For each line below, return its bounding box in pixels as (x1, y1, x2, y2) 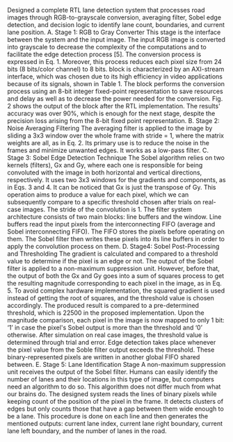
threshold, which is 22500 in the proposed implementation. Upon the (7, 309, 204, 317)
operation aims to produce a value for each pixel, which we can (7, 190, 189, 199)
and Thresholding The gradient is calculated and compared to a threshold (7, 249, 218, 258)
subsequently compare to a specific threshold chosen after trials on (7, 198, 202, 206)
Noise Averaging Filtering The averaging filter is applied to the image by (7, 124, 213, 132)
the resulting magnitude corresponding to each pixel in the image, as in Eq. (7, 279, 223, 287)
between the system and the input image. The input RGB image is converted (7, 35, 226, 44)
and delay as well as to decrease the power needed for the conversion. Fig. (7, 95, 223, 103)
